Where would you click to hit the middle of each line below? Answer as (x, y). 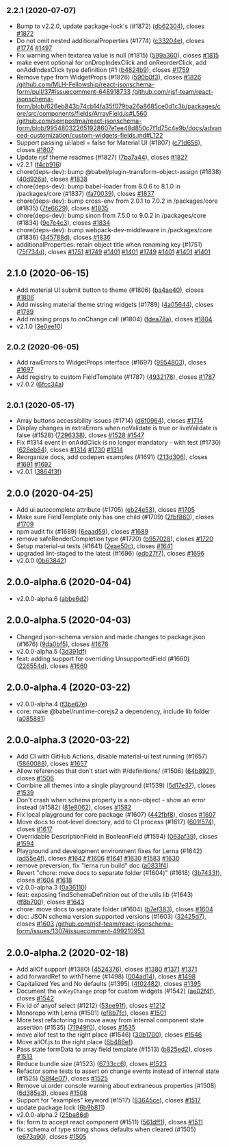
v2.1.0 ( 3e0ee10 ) (39, 326)
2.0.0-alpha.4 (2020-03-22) (69, 688)
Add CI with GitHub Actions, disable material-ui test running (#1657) (112, 756)
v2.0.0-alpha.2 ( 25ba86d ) (53, 1115)
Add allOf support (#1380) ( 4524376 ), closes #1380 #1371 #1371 (107, 970)
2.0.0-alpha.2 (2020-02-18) (68, 953)
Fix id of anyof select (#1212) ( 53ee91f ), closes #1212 (91, 1006)
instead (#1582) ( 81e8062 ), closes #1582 (74, 807)
